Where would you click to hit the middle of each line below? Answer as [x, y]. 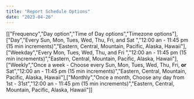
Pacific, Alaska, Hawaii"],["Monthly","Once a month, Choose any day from [95, 77]
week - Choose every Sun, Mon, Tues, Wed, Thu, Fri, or [119, 64]
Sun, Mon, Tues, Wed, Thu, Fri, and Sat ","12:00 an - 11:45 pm [114, 40]
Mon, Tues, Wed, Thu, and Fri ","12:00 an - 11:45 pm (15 [120, 52]
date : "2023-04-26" [30, 17]
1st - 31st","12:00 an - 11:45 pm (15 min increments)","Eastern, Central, [90, 83]
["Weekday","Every [29, 52]
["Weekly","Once [26, 64]
